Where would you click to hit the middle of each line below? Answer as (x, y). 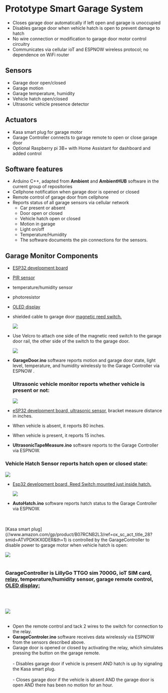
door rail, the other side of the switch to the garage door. (71, 341)
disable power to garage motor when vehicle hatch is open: (66, 545)
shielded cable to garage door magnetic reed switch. (67, 317)
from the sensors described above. (49, 642)
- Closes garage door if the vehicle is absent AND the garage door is (83, 680)
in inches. (22, 416)
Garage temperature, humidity (44, 93)
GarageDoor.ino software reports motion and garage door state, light (84, 361)
